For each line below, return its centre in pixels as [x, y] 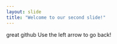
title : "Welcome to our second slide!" [56, 17]
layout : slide [24, 12]
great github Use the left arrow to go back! [59, 34]
